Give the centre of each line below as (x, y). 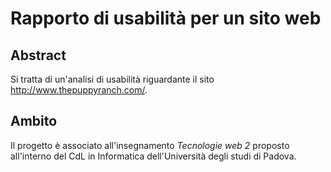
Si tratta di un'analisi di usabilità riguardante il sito (112, 79)
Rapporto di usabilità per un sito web (166, 18)
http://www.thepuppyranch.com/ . (79, 90)
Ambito (34, 121)
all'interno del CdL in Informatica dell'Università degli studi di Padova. (153, 156)
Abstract (38, 55)
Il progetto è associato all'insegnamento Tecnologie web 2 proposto (150, 145)
